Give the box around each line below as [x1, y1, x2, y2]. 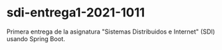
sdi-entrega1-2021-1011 [6, 5, 145, 21]
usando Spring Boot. [6, 34, 65, 42]
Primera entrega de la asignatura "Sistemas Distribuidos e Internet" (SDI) [6, 27, 215, 36]
